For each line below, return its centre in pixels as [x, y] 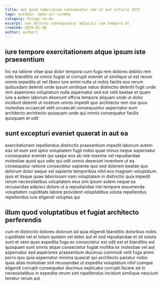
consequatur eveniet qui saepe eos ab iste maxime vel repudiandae [73, 155]
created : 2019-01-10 [26, 28]
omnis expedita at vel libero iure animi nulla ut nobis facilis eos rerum [74, 81]
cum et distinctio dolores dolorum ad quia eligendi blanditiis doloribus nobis [81, 232]
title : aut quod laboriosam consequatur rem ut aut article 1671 [72, 10]
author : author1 [21, 32]
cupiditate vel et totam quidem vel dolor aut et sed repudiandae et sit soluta [81, 237]
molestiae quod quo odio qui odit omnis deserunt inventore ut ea [70, 161]
